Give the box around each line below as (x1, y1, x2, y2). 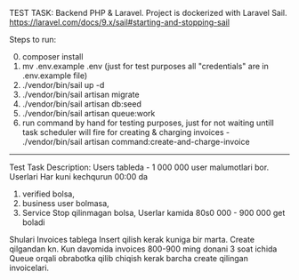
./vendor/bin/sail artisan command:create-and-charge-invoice (21, 137, 251, 147)
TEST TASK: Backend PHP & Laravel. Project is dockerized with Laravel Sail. (9, 8, 287, 18)
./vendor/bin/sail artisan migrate (21, 89, 140, 100)
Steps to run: (9, 35, 57, 44)
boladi (21, 217, 45, 228)
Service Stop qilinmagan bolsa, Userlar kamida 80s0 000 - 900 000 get (21, 208, 286, 218)
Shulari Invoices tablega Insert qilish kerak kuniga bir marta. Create (9, 235, 255, 244)
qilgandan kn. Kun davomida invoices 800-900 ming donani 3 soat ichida (9, 244, 278, 254)
